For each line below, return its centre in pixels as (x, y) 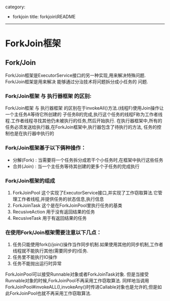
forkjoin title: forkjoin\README (44, 16)
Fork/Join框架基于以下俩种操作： (46, 148)
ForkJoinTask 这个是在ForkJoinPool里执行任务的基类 (67, 205)
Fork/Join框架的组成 (30, 181)
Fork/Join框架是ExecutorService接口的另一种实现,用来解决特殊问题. (75, 75)
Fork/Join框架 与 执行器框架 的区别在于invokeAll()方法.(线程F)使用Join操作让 (85, 108)
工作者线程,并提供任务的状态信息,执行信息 (60, 199)
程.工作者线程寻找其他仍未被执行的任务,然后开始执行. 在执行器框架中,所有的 (84, 121)
